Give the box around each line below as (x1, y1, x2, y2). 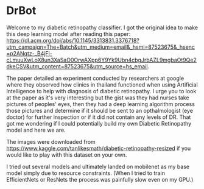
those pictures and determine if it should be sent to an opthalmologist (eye (6, 107, 194, 114)
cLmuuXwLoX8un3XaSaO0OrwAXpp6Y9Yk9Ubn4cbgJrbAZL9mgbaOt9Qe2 (6, 56, 197, 63)
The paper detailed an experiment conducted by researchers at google (6, 74, 185, 82)
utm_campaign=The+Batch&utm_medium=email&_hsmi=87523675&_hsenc (6, 43, 195, 51)
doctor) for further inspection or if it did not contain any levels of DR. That (6, 113, 191, 121)
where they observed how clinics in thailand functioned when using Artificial (6, 80, 198, 88)
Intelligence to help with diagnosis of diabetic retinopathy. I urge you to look (6, 87, 197, 94)
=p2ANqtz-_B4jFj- (6, 49, 53, 57)
